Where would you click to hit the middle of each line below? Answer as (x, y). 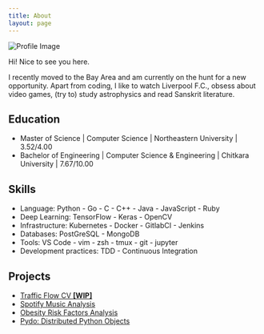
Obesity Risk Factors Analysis (69, 312)
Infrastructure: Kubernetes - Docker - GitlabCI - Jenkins (112, 226)
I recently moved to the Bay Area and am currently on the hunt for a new (127, 77)
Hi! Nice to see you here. (49, 62)
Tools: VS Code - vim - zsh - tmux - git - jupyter (99, 243)
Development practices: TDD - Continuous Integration (109, 251)
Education (34, 119)
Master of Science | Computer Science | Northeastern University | (128, 139)
